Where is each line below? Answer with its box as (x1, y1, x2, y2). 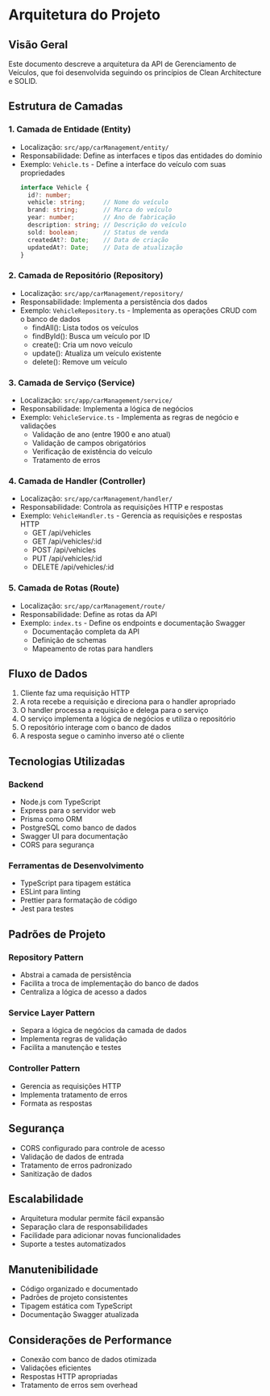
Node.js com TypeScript (19, 797, 101, 807)
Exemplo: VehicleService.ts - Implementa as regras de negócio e (19, 413, 239, 423)
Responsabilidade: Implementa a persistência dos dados (19, 297, 208, 306)
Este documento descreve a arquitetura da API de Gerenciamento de (8, 59, 237, 69)
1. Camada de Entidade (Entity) (8, 123, 131, 135)
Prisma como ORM (19, 815, 83, 824)
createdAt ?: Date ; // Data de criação (27, 235, 169, 244)
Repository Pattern (8, 952, 84, 963)
